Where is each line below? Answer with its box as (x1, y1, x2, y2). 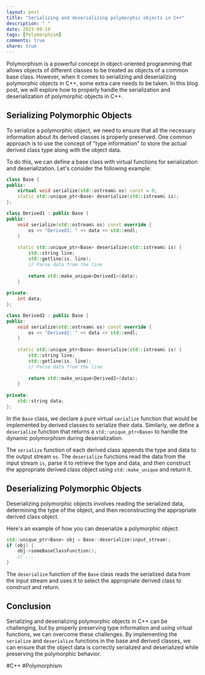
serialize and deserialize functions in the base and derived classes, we (6, 637, 191, 644)
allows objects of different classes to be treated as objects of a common (6, 66, 188, 74)
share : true (6, 44, 37, 50)
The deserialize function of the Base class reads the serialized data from (6, 571, 191, 578)
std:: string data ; (17, 398, 64, 405)
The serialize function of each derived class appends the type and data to (6, 446, 196, 454)
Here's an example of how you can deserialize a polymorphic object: (6, 525, 179, 532)
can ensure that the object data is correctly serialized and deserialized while (6, 643, 199, 650)
